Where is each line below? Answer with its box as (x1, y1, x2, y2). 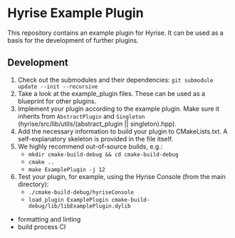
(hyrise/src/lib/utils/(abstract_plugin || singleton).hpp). (17, 119, 177, 128)
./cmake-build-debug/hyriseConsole (28, 188, 134, 196)
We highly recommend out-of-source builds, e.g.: (17, 142, 163, 151)
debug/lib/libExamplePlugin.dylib (28, 202, 131, 210)
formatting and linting (17, 215, 81, 223)
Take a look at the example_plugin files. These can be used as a (17, 89, 205, 97)
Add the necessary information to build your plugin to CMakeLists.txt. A (17, 126, 228, 136)
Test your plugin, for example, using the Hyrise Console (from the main (17, 172, 226, 180)
